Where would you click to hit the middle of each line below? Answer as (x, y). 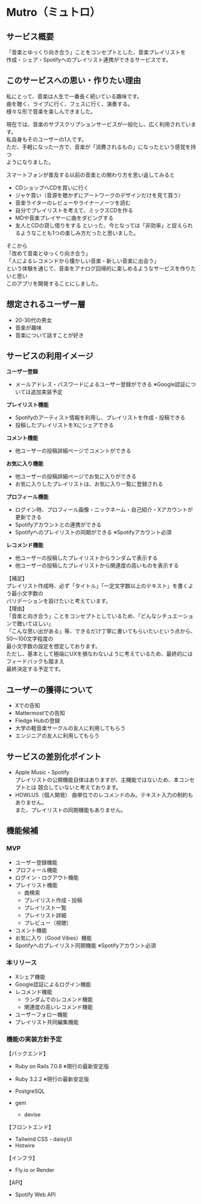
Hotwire (25, 1145)
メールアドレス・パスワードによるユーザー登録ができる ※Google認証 (100, 385)
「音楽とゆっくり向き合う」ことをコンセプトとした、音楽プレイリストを (96, 52)
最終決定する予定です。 (35, 669)
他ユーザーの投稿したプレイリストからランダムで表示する (86, 558)
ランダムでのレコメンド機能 (58, 999)
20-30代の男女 (33, 320)
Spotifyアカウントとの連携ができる (58, 525)
